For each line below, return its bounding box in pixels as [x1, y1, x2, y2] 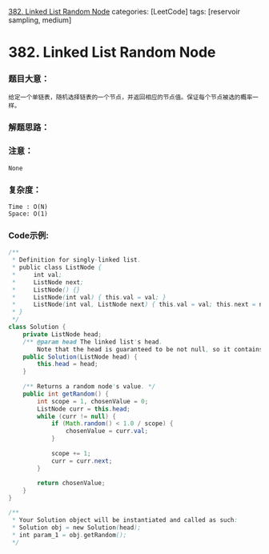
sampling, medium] [8, 15, 72, 25]
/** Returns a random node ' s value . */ [22, 383, 156, 391]
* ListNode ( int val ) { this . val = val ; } [11, 293, 167, 301]
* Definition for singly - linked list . [11, 256, 142, 264]
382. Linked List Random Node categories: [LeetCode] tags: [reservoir [8, 7, 241, 16]
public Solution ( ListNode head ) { [22, 352, 138, 361]
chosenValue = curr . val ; [65, 428, 149, 436]
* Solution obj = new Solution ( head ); [11, 524, 142, 532]
